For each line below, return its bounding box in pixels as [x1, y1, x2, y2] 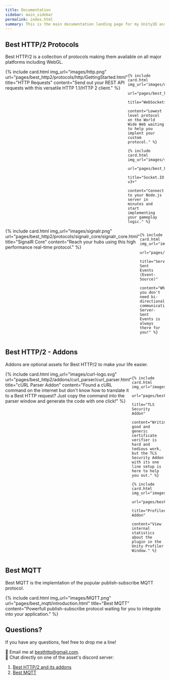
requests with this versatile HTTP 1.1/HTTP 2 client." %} [5, 85, 120, 91]
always [140, 321, 154, 326]
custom [127, 135, 142, 141]
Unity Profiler [132, 543, 164, 549]
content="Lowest [127, 109, 162, 114]
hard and [132, 442, 150, 447]
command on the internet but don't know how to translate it [5, 387, 129, 393]
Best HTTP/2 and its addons [12, 664, 72, 670]
